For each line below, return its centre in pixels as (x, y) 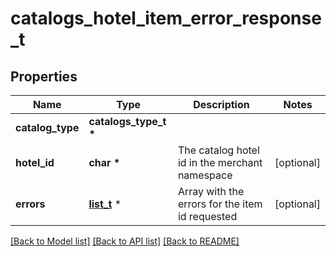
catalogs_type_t (127, 121)
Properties (44, 76)
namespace (205, 175)
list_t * (105, 204)
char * (104, 162)
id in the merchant (220, 162)
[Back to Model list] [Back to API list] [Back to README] (125, 241)
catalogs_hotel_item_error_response (166, 18)
